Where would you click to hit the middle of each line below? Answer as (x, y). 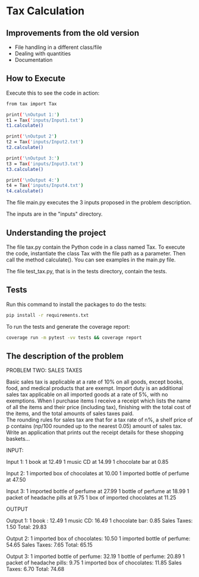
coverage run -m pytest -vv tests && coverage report (74, 338)
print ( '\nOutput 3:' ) (33, 158)
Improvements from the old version (73, 33)
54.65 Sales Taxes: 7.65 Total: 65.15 (50, 545)
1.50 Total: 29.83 (26, 527)
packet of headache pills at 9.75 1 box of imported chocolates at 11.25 (91, 498)
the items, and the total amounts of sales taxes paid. (70, 414)
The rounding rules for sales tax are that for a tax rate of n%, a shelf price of (99, 420)
